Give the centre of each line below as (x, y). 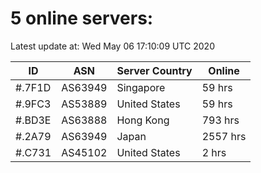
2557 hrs (224, 136)
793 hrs (220, 120)
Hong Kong (143, 120)
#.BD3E (33, 120)
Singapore (141, 87)
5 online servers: (82, 18)
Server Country (154, 70)
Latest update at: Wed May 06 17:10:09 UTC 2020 (112, 46)
